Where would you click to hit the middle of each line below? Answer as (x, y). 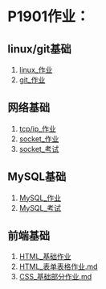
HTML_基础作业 (45, 257)
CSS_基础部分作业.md (55, 277)
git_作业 (32, 80)
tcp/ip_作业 (38, 128)
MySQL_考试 (40, 207)
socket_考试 (39, 149)
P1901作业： (49, 17)
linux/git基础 (39, 49)
